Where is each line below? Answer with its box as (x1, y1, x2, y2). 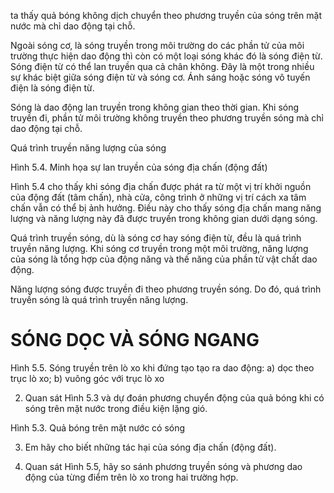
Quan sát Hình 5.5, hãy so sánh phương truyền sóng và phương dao (24, 460, 303, 472)
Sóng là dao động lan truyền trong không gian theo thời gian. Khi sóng (10, 101, 300, 113)
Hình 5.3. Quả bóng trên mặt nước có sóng (10, 421, 186, 434)
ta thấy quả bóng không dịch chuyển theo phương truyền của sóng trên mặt (10, 10, 323, 21)
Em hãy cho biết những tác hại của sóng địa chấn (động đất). (24, 441, 277, 453)
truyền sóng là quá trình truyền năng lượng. (10, 294, 189, 305)
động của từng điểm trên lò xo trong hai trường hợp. (24, 471, 239, 483)
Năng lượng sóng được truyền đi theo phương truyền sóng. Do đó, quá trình (10, 283, 322, 295)
